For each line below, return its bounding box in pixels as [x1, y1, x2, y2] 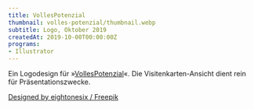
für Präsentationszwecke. [8, 77, 91, 86]
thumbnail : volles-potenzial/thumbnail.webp [8, 19, 156, 26]
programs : [8, 40, 41, 48]
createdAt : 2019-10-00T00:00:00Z [8, 33, 118, 41]
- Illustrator [8, 47, 55, 55]
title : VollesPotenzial [8, 11, 86, 19]
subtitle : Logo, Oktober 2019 [8, 26, 107, 33]
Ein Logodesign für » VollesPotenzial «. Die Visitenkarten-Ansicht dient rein [8, 69, 247, 78]
